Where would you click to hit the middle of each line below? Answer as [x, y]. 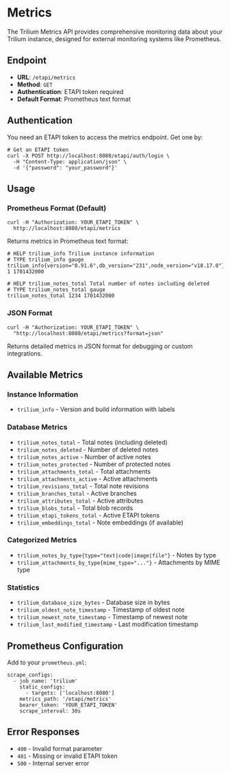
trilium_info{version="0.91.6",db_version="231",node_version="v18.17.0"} [116, 266]
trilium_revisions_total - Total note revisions [83, 486]
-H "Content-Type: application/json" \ [70, 162]
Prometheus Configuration [65, 646]
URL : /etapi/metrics [46, 77]
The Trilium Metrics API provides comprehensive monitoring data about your [115, 32]
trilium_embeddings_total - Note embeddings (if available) [100, 522]
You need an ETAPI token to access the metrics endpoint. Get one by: [105, 137]
